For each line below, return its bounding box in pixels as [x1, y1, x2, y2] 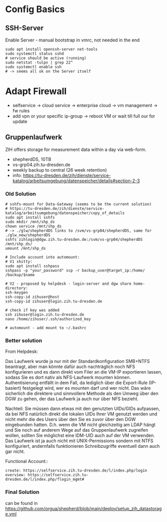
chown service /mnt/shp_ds [5, 224, 62, 229]
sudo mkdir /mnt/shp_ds [5, 220, 55, 225]
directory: [5, 286, 28, 291]
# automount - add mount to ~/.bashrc [5, 326, 87, 331]
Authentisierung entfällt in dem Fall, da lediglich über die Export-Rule [5, 380, 148, 386]
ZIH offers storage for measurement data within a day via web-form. [5, 146, 147, 152]
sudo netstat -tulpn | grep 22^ [5, 60, 73, 65]
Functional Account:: [5, 458, 48, 464]
